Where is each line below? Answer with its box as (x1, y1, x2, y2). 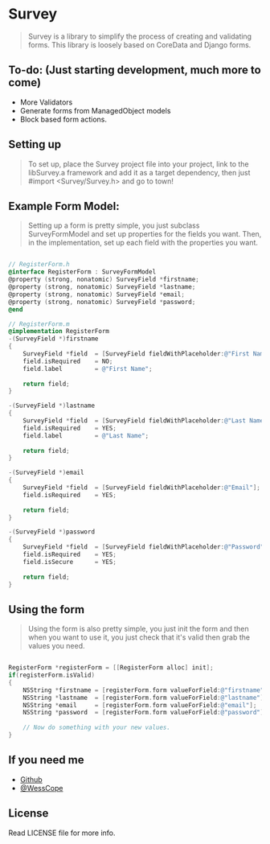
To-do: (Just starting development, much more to (8, 64, 261, 77)
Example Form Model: (8, 199, 121, 213)
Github (19, 774, 43, 784)
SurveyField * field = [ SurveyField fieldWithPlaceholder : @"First (22, 350, 250, 358)
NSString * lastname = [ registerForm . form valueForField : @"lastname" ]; (22, 694, 268, 702)
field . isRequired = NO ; (22, 357, 113, 365)
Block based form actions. (19, 114, 107, 124)
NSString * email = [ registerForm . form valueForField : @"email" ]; (22, 701, 257, 709)
